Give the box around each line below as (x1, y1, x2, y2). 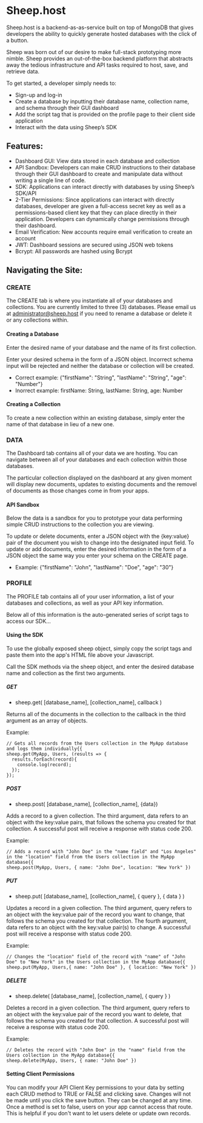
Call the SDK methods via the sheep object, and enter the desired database (6, 663, 195, 670)
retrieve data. (6, 67, 40, 75)
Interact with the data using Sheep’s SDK (15, 123, 117, 131)
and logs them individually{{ (6, 745, 83, 751)
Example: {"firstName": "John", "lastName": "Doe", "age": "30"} (15, 564, 174, 571)
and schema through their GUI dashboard (15, 104, 119, 111)
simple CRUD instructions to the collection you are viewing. (6, 521, 155, 528)
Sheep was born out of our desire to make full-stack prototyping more (6, 48, 182, 55)
